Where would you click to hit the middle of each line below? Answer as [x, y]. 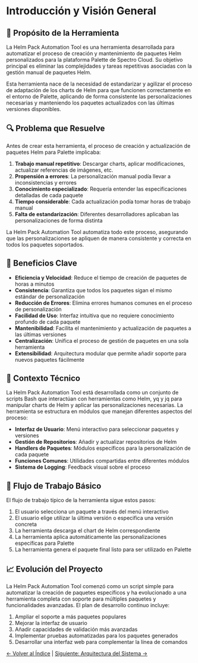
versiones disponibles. [34, 109]
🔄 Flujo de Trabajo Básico [54, 486]
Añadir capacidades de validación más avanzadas [76, 629]
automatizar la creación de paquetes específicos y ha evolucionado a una [96, 593]
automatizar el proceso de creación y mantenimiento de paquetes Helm [94, 53]
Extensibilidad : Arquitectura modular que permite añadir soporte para [100, 353]
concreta [26, 525]
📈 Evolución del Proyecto [54, 569]
